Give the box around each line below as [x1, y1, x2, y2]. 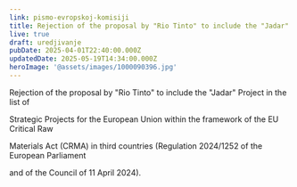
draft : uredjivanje [9, 37, 82, 47]
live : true [9, 29, 50, 38]
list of [9, 96, 30, 107]
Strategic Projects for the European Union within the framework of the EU [9, 113, 279, 125]
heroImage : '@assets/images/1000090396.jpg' [9, 63, 177, 72]
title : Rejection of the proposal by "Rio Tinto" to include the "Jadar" [9, 21, 290, 30]
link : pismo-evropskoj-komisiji [9, 12, 129, 22]
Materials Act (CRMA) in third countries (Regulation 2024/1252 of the [9, 140, 263, 151]
